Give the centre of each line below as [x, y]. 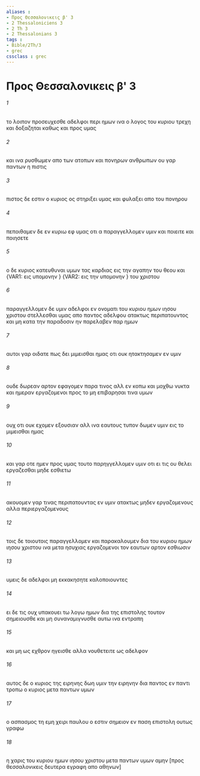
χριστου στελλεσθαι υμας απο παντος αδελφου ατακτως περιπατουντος [97, 315]
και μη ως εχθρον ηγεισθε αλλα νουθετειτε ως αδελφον [77, 651]
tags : [14, 40]
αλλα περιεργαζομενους [37, 509]
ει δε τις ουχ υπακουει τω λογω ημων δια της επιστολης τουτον [86, 612]
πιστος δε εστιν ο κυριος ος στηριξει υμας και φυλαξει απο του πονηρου [97, 199]
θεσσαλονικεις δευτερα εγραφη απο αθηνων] [64, 767]
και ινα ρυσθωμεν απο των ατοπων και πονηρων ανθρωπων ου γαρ [91, 160]
